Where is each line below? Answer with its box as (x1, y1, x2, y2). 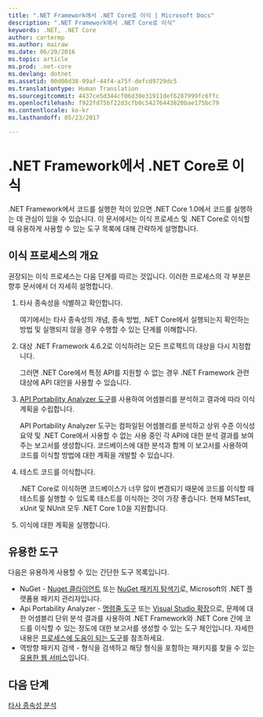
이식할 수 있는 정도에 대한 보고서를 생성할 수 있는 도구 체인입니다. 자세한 (34, 623, 254, 633)
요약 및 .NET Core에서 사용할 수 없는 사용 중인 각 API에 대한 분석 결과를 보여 (19, 430, 254, 440)
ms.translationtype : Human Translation (8, 84, 139, 93)
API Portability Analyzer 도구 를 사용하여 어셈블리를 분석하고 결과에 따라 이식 (19, 394, 255, 403)
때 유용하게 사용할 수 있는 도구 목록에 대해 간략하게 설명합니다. (8, 223, 199, 233)
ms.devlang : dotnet (8, 70, 72, 78)
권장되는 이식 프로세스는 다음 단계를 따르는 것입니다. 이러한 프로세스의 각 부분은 (8, 271, 251, 281)
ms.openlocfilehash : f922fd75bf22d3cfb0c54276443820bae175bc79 (8, 99, 220, 107)
